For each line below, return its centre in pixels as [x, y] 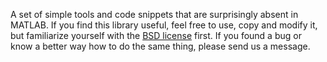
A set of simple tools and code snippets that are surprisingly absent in [154, 14]
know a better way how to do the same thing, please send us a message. [160, 46]
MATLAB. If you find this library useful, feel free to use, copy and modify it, [164, 25]
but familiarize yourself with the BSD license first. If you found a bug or [156, 35]
